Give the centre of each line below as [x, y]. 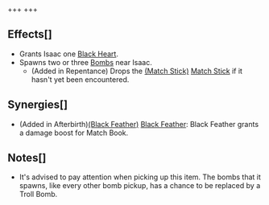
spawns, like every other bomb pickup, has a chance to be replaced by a [140, 186]
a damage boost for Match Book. [74, 133]
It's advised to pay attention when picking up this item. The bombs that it [140, 177]
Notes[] [27, 158]
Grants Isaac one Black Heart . [68, 54]
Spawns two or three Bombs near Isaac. [85, 62]
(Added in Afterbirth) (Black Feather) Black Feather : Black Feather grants [139, 124]
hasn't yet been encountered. [80, 79]
